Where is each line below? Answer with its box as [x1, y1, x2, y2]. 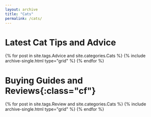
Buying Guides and [5, 75, 84, 86]
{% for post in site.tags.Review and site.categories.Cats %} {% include [5, 101, 147, 107]
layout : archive [5, 7, 38, 12]
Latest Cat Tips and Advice [5, 37, 117, 48]
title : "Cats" [5, 12, 34, 16]
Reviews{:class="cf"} [5, 85, 96, 96]
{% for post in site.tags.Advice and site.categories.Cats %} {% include [5, 53, 146, 58]
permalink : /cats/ [5, 16, 42, 21]
